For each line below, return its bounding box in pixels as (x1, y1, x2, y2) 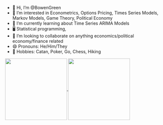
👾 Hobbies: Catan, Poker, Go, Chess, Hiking (12, 49, 101, 54)
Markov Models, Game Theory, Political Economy (12, 15, 113, 21)
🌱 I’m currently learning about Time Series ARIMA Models (12, 20, 129, 26)
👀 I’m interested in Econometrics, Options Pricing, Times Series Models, (12, 10, 159, 16)
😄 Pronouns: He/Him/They (12, 43, 68, 49)
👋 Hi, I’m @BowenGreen (12, 5, 61, 10)
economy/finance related (12, 38, 63, 44)
